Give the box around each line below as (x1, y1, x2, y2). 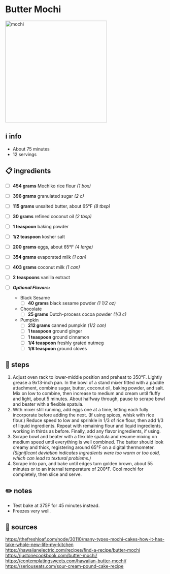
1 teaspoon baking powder (12, 223, 69, 229)
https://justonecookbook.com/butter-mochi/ (5, 553, 97, 559)
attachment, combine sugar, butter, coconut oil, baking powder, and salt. (12, 385, 164, 391)
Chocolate (20, 306, 42, 312)
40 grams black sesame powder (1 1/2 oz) (27, 300, 116, 306)
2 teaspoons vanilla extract (12, 275, 70, 281)
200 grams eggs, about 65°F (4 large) (12, 244, 93, 250)
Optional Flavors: (12, 285, 51, 291)
